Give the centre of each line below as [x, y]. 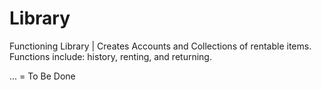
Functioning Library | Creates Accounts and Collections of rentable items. [160, 46]
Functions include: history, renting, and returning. [110, 56]
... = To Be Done [42, 76]
